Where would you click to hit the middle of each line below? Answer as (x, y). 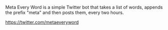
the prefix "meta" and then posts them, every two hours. (65, 12)
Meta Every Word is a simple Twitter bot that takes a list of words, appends (84, 7)
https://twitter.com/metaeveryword (42, 22)
